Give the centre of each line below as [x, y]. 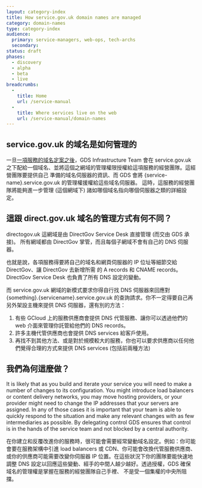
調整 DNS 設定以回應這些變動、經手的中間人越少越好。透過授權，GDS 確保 [99, 464]
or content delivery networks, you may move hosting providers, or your [94, 396]
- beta [20, 74]
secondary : [25, 46]
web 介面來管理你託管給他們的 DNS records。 [72, 325]
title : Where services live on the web [67, 113]
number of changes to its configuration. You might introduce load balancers [100, 390]
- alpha [21, 68]
